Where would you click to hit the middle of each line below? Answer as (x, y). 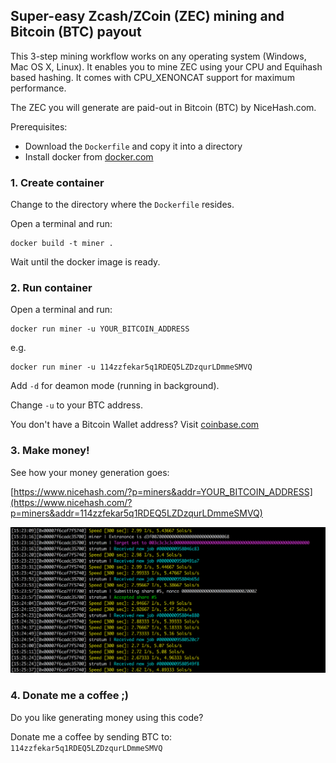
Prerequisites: (39, 126)
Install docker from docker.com (89, 156)
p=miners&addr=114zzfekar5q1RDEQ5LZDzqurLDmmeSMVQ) (136, 513)
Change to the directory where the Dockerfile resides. (122, 205)
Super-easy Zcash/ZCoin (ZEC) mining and (147, 16)
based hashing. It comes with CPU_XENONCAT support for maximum (152, 77)
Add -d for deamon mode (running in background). (115, 386)
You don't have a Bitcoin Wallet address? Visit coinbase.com (135, 425)
